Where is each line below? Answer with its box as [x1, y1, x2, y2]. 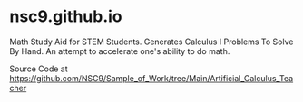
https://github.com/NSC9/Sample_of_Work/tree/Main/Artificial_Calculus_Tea [9, 72, 294, 83]
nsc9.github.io [9, 6, 122, 27]
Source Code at [9, 63, 68, 74]
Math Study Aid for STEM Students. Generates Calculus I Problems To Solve [9, 36, 294, 47]
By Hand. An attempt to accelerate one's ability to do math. [9, 45, 230, 56]
